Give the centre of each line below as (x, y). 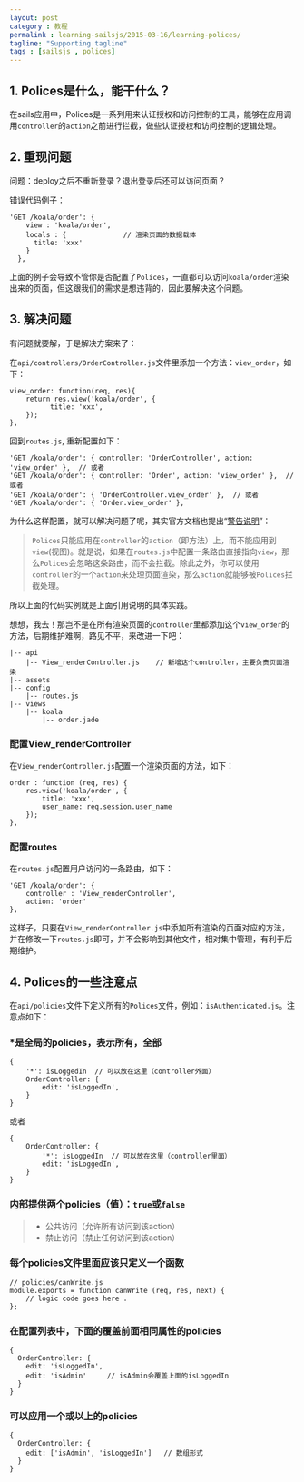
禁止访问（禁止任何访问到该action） (113, 1238)
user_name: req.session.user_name (107, 806)
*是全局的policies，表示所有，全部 (85, 1042)
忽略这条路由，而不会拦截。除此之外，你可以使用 (167, 562)
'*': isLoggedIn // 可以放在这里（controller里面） (137, 1156)
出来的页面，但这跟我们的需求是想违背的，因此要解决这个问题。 (128, 288)
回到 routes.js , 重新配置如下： (66, 441)
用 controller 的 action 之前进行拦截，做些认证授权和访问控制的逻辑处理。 (145, 125)
